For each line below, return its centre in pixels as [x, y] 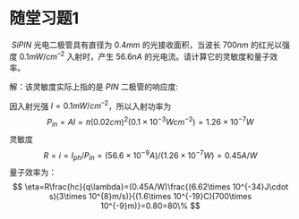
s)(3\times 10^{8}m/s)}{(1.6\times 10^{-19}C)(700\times [150, 197]
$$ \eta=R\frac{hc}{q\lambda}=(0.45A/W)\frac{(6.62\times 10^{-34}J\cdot [150, 187]
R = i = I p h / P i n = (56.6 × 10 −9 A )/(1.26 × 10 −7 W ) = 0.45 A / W [150, 156]
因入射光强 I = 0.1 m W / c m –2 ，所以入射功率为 [90, 105]
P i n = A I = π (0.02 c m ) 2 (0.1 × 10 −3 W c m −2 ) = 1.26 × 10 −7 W [150, 122]
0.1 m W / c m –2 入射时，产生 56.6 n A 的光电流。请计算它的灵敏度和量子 [145, 55]
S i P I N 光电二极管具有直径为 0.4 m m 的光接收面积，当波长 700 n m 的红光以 [147, 45]
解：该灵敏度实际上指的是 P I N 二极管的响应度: [94, 87]
